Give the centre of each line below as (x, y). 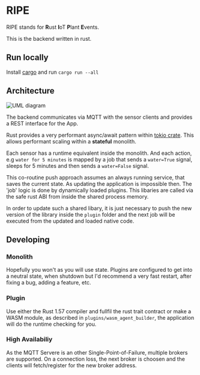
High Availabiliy (29, 340)
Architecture (31, 91)
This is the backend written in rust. (49, 38)
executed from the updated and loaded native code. (70, 221)
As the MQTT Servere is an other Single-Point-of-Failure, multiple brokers (97, 352)
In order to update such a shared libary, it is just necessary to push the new (99, 208)
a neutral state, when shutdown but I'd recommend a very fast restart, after (99, 276)
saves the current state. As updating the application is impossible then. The (99, 184)
